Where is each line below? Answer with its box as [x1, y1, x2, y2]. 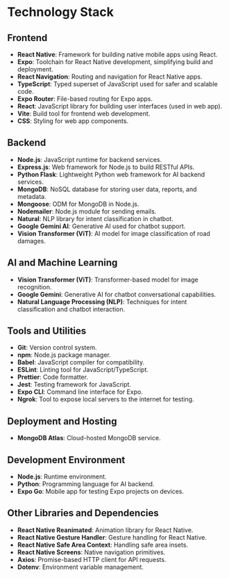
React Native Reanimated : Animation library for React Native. [17, 526, 194, 534]
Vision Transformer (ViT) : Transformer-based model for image [17, 275, 199, 284]
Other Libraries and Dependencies [7, 507, 159, 519]
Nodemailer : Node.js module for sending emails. [17, 207, 157, 216]
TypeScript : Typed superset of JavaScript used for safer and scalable [17, 80, 218, 88]
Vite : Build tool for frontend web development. [17, 109, 151, 118]
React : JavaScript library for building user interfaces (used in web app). [17, 102, 223, 110]
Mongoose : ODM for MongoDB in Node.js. [17, 200, 139, 208]
